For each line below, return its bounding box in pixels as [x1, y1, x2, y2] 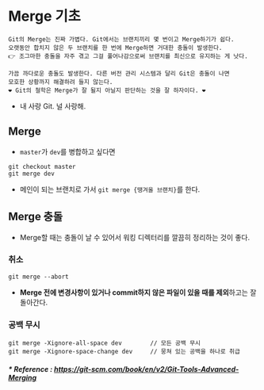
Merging [8, 373, 37, 382]
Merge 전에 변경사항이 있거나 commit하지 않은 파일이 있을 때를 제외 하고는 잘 [19, 287, 257, 297]
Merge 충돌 [8, 210, 63, 224]
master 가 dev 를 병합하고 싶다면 [19, 147, 116, 156]
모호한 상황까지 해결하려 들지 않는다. [8, 78, 113, 86]
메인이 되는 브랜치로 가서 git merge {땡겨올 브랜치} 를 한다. [19, 184, 201, 194]
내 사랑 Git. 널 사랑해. [19, 101, 86, 111]
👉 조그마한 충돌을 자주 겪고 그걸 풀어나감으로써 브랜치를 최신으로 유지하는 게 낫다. [8, 52, 248, 60]
